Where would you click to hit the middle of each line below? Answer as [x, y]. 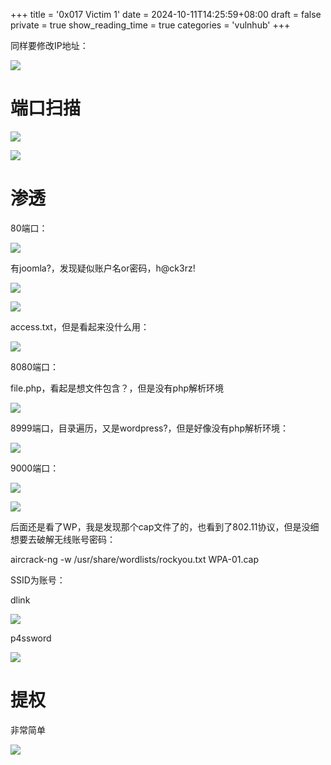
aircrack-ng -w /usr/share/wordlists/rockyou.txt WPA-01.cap [135, 559]
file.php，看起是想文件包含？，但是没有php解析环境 [117, 388]
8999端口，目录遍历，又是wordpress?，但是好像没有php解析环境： [150, 428]
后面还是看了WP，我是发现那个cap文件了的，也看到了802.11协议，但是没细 [165, 526]
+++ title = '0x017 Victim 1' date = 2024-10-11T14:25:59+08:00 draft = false [166, 14]
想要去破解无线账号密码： [63, 539]
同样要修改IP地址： [49, 45]
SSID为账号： [38, 580]
